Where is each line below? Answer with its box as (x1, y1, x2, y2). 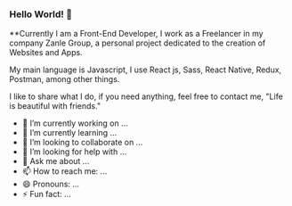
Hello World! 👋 (9, 8, 73, 21)
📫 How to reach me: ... (21, 166, 108, 177)
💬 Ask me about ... (21, 156, 90, 167)
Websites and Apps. (9, 47, 83, 58)
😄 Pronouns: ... (21, 178, 80, 190)
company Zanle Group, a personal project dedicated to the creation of (9, 37, 266, 48)
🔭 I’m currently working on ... (21, 118, 128, 128)
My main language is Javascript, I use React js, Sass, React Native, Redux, (9, 64, 282, 75)
